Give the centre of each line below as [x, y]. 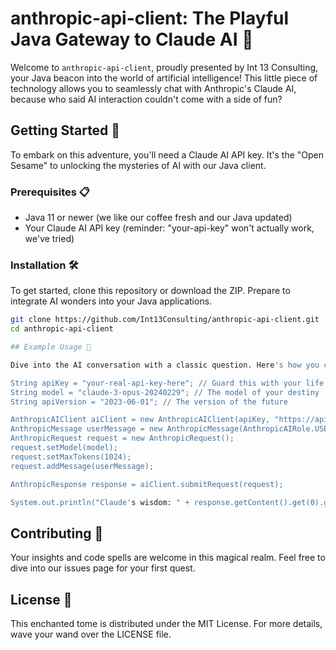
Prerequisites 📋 [50, 192]
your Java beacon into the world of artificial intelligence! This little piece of [164, 78]
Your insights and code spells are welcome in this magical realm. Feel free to [168, 558]
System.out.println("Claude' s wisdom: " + [100, 502]
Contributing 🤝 [57, 533]
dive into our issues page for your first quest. [103, 568]
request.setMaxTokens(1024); [71, 457]
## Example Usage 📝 [51, 347]
